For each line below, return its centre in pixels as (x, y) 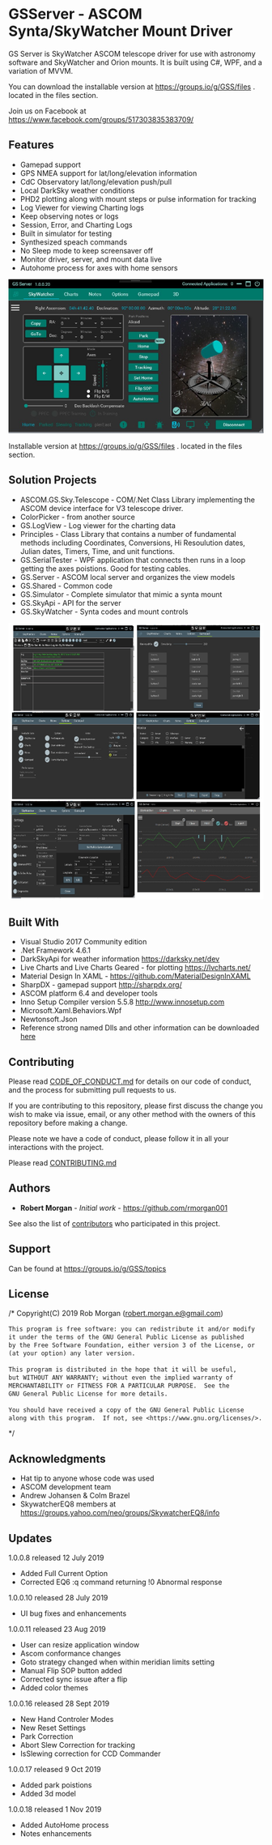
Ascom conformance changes (70, 1654)
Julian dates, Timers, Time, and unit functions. (98, 551)
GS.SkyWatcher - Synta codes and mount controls (104, 611)
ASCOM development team (66, 1487)
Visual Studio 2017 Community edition (83, 942)
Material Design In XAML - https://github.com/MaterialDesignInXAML (135, 976)
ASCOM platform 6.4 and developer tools (89, 994)
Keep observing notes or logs (69, 216)
